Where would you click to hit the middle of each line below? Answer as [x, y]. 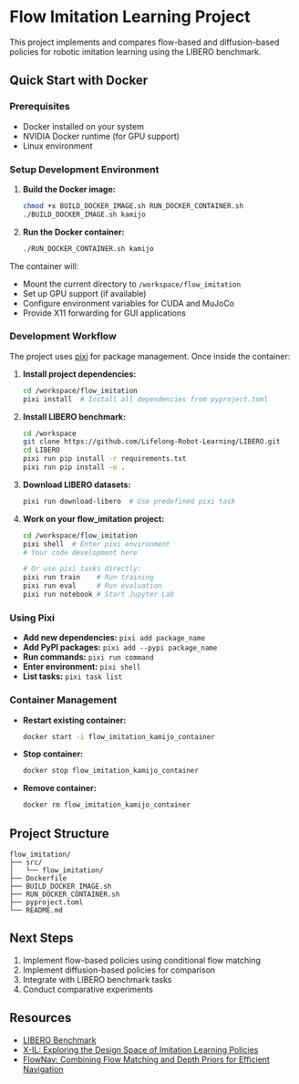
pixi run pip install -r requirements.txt [104, 459]
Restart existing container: [74, 720]
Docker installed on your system [83, 126]
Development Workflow [63, 337]
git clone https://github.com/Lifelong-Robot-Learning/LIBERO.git [151, 442]
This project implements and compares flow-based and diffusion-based [144, 42]
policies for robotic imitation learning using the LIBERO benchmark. [135, 51]
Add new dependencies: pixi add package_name [114, 638]
